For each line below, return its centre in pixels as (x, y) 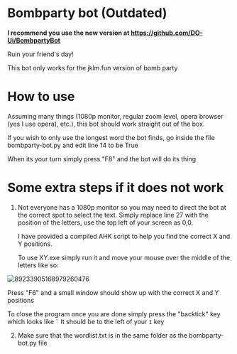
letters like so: (38, 265)
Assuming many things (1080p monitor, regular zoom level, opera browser (115, 116)
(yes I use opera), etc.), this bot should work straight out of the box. (106, 124)
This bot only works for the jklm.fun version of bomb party (93, 68)
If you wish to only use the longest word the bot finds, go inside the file (111, 137)
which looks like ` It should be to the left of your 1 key (86, 321)
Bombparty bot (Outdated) (87, 13)
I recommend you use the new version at (68, 33)
